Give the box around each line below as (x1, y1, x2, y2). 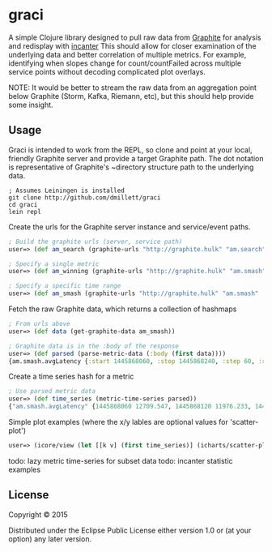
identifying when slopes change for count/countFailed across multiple (8, 58, 241, 68)
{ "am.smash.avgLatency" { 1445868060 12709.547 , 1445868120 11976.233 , (8, 403, 252, 411)
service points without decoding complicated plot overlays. (8, 66, 206, 76)
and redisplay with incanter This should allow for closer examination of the (8, 41, 257, 50)
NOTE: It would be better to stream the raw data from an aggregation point (8, 83, 257, 92)
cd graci (8, 200, 38, 208)
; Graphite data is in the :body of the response (8, 342, 180, 350)
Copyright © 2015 (8, 509, 69, 520)
